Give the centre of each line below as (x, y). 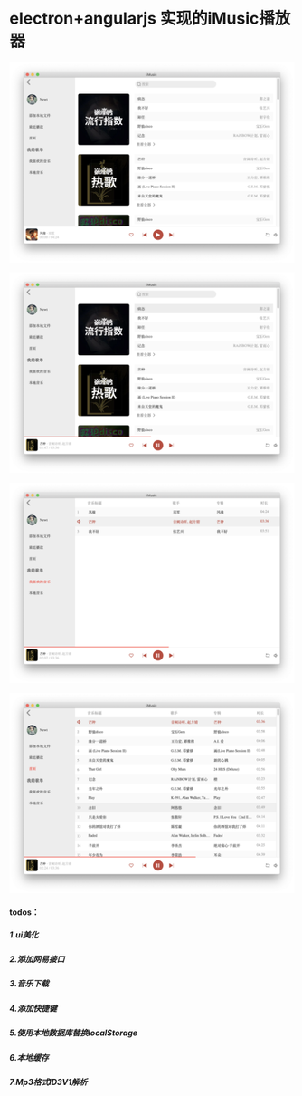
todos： (24, 912)
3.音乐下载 (29, 984)
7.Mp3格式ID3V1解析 (48, 1082)
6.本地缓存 (29, 1057)
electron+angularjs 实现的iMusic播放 (150, 19)
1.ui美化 (24, 935)
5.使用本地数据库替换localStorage (74, 1033)
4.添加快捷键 (33, 1008)
